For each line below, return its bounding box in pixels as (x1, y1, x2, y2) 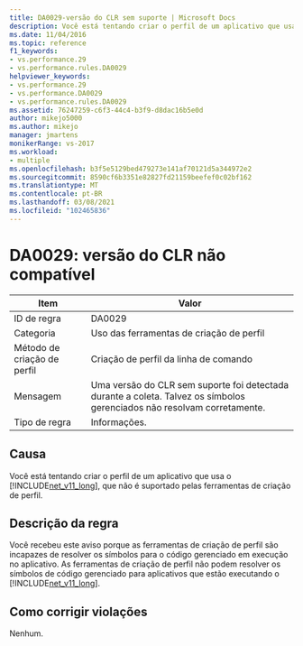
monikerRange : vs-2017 (9, 139, 95, 148)
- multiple (9, 155, 50, 165)
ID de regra (14, 312, 61, 325)
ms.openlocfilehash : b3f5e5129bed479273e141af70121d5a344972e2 (9, 164, 252, 173)
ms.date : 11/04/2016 (9, 30, 87, 39)
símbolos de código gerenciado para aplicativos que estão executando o (9, 568, 280, 579)
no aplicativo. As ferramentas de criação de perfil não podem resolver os (9, 558, 281, 569)
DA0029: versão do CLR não (9, 245, 226, 265)
